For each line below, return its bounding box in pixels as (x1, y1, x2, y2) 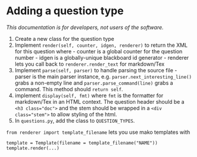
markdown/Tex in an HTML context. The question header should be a (14, 98, 185, 105)
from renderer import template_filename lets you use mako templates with (6, 129, 190, 136)
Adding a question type (6, 4, 124, 18)
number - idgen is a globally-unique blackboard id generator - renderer (14, 54, 189, 61)
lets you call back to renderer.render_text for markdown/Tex (14, 60, 165, 68)
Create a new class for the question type (14, 35, 115, 42)
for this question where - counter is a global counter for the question (14, 47, 183, 55)
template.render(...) (6, 145, 60, 151)
